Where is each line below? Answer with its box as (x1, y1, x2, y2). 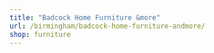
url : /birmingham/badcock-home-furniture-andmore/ (9, 22, 206, 31)
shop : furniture (9, 30, 71, 39)
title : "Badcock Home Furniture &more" (9, 13, 161, 22)
